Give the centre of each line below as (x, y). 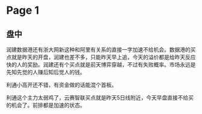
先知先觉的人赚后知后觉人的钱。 (46, 72)
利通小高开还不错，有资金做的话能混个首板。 (62, 85)
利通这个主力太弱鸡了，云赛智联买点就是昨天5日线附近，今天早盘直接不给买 (100, 97)
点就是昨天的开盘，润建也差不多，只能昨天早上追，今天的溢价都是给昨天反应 (101, 57)
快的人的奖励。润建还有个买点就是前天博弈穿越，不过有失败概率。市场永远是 (101, 64)
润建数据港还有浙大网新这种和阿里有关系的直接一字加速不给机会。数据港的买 (101, 49)
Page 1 (23, 10)
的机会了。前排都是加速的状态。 (46, 105)
